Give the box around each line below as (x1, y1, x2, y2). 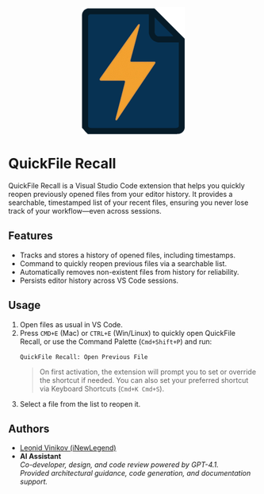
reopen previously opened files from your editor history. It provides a (8, 189, 233, 199)
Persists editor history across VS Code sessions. (19, 276, 179, 285)
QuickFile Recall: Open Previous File (19, 353, 148, 361)
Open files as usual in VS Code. (19, 319, 123, 329)
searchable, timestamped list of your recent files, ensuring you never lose (8, 198, 249, 207)
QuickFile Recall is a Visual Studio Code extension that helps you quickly (8, 180, 246, 190)
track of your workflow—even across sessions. (8, 206, 162, 215)
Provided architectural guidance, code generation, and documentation (19, 469, 251, 478)
